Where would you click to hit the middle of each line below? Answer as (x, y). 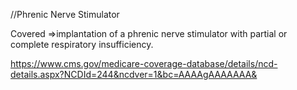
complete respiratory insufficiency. (82, 44)
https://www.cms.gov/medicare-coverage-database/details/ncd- (144, 63)
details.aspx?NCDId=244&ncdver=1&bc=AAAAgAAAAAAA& (134, 74)
